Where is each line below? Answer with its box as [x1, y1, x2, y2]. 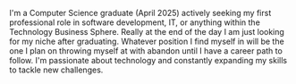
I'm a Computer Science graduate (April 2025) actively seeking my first [9, 8, 272, 18]
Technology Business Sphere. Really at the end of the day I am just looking [9, 27, 284, 37]
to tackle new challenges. [9, 64, 104, 75]
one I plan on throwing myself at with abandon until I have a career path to [9, 46, 283, 56]
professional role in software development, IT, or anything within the [9, 17, 261, 28]
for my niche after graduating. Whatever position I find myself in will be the [9, 36, 284, 46]
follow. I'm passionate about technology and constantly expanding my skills [9, 55, 288, 65]
